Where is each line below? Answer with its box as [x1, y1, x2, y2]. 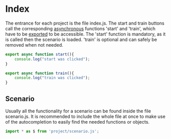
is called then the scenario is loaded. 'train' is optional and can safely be [5, 36, 157, 43]
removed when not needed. [5, 42, 64, 48]
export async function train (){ [5, 70, 74, 76]
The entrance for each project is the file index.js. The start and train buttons [5, 20, 165, 26]
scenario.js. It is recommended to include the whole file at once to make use [5, 113, 166, 120]
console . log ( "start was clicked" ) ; [14, 56, 90, 62]
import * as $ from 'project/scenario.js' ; [5, 129, 100, 134]
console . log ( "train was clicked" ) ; [14, 75, 90, 81]
